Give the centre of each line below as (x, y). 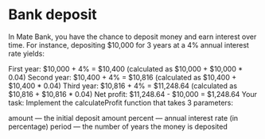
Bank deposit (53, 15)
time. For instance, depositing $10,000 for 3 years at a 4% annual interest (129, 44)
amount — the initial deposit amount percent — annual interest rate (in (123, 118)
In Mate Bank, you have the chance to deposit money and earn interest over (132, 37)
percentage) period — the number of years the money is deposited (118, 126)
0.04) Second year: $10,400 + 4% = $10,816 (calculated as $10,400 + (123, 77)
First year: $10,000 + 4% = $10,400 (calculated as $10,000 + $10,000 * (125, 68)
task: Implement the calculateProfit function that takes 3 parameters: (121, 102)
